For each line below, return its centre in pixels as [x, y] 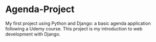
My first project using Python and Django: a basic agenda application [78, 23]
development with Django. [33, 34]
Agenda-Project [40, 9]
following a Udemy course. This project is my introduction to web [74, 28]
